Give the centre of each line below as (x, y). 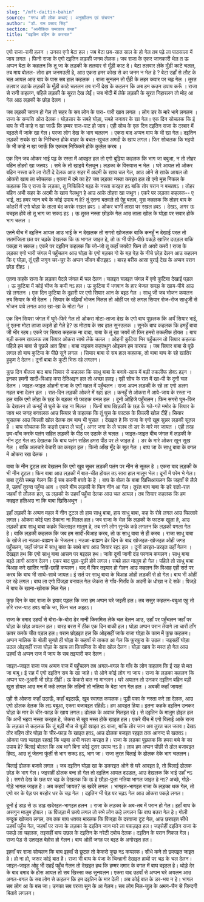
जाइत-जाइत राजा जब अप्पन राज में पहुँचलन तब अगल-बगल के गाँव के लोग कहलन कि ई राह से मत (99, 666)
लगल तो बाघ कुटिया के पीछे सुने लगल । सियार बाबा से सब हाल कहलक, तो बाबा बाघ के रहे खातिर (99, 353)
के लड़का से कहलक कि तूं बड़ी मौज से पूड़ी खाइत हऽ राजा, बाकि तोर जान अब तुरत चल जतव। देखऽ (101, 726)
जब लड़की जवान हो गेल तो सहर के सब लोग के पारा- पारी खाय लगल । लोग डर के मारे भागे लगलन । (102, 112)
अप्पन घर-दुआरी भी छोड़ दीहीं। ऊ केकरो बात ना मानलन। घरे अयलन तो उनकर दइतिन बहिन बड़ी (99, 680)
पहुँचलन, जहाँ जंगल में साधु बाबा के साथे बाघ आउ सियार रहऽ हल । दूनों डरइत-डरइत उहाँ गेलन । (99, 547)
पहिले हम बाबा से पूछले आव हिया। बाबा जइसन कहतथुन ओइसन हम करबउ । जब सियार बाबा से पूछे (100, 346)
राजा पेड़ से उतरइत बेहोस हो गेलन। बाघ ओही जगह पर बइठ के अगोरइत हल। (80, 840)
